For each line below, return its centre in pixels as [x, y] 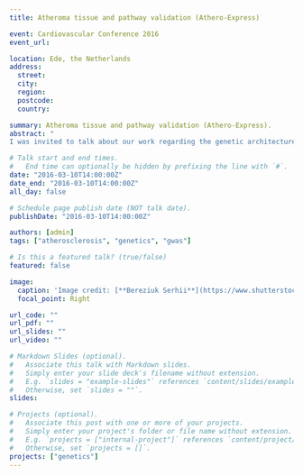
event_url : [30, 42]
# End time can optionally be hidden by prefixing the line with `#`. [149, 167]
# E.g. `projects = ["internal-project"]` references [116, 439]
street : [32, 76]
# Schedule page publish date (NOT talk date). [101, 208]
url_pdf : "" [32, 324]
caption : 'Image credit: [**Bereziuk [88, 290]
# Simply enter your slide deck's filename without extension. [134, 373]
